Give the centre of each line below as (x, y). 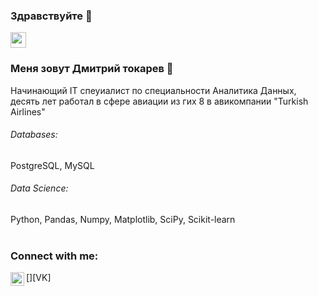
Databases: (34, 135)
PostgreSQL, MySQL (52, 165)
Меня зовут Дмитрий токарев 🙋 (92, 69)
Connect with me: (54, 256)
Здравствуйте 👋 (51, 16)
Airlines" (28, 111)
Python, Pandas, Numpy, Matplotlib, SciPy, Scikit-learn (123, 219)
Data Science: (39, 188)
